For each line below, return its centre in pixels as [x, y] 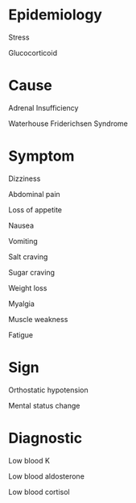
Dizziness [25, 178]
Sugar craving [31, 272]
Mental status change [44, 405]
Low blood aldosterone [46, 476]
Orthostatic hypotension [48, 390]
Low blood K [29, 460]
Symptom [41, 156]
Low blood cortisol [39, 492]
